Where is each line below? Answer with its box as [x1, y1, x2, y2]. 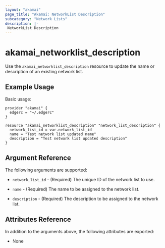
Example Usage [5, 83, 55, 92]
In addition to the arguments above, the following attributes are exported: [5, 228, 155, 234]
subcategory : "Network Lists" [5, 16, 68, 21]
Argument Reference [5, 154, 71, 162]
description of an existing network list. [5, 69, 83, 75]
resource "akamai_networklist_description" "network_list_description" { [5, 123, 161, 128]
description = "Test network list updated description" [9, 136, 127, 141]
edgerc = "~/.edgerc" [9, 110, 55, 115]
